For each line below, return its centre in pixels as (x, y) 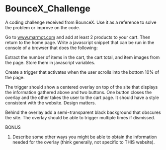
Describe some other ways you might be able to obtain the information (84, 137)
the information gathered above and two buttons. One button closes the (79, 92)
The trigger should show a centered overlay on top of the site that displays (82, 87)
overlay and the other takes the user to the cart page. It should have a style (82, 98)
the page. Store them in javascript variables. (50, 62)
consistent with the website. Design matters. (50, 102)
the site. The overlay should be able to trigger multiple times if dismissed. (80, 117)
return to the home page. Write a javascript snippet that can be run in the (80, 42)
